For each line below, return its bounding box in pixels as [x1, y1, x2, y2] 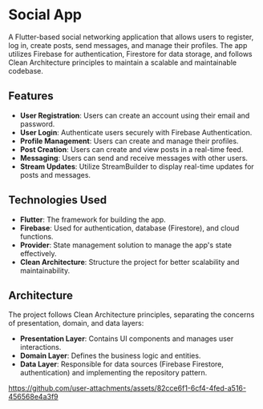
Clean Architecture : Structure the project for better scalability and [19, 257, 240, 267]
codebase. [8, 66, 44, 75]
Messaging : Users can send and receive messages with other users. [19, 153, 249, 162]
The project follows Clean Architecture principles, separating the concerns [8, 310, 255, 319]
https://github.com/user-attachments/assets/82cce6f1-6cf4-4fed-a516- [8, 383, 247, 393]
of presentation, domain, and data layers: [8, 319, 144, 328]
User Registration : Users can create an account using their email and [19, 110, 250, 120]
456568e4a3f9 [8, 392, 59, 402]
